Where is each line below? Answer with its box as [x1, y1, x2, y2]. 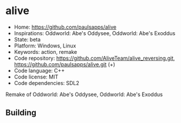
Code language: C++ [14, 67, 65, 74]
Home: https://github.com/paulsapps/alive [14, 23, 117, 30]
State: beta [14, 36, 41, 43]
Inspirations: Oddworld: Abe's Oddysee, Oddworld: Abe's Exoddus [14, 29, 176, 36]
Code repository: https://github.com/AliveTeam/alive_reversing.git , [14, 54, 175, 61]
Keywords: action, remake [14, 48, 78, 55]
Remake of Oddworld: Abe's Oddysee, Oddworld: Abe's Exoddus [5, 91, 163, 98]
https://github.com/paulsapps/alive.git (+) [14, 60, 116, 68]
